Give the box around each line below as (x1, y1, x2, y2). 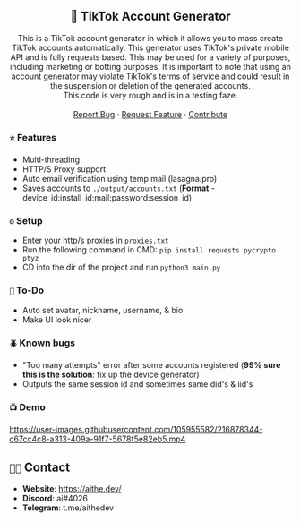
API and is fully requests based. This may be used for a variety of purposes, (10, 51, 291, 63)
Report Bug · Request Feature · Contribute (73, 108, 228, 119)
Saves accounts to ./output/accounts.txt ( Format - (21, 183, 215, 193)
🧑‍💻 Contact (9, 459, 70, 475)
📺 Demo (9, 400, 47, 413)
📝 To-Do (9, 284, 45, 296)
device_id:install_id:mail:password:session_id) (21, 193, 193, 203)
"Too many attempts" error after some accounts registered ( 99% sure (21, 360, 281, 370)
